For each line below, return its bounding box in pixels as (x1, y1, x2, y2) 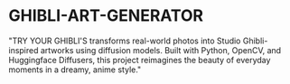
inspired (8, 44, 39, 55)
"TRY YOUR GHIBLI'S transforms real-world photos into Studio (8, 35, 241, 46)
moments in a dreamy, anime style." (8, 64, 142, 75)
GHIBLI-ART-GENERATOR (8, 5, 204, 26)
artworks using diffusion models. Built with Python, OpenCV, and (40, 44, 282, 55)
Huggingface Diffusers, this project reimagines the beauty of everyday (8, 54, 271, 65)
